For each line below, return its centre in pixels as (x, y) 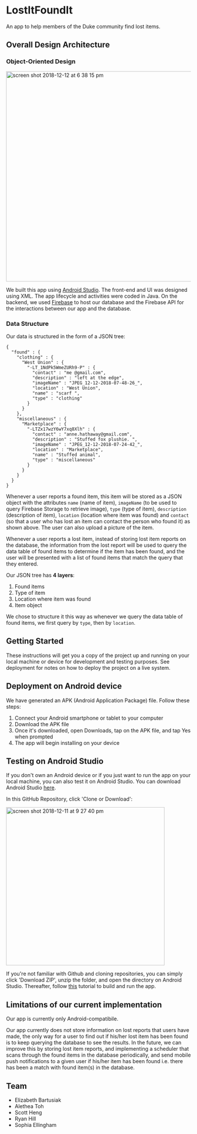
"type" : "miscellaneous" (64, 460)
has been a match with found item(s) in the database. (70, 1068)
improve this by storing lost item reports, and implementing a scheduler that (98, 1049)
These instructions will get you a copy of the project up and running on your (98, 655)
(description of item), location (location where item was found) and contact (98, 515)
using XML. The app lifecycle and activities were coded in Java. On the (92, 296)
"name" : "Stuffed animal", (66, 455)
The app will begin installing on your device (67, 743)
